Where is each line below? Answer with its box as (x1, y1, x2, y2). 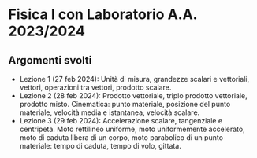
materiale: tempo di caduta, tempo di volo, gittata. (19, 141, 181, 150)
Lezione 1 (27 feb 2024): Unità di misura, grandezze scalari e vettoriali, (19, 75, 250, 83)
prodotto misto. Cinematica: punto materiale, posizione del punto (19, 100, 231, 108)
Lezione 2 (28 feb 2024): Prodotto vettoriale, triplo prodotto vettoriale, (19, 91, 248, 100)
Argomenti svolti (8, 53, 92, 67)
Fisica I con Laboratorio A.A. (8, 6, 198, 24)
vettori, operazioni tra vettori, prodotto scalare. (19, 83, 172, 92)
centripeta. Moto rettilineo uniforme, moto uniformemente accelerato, (19, 124, 246, 134)
